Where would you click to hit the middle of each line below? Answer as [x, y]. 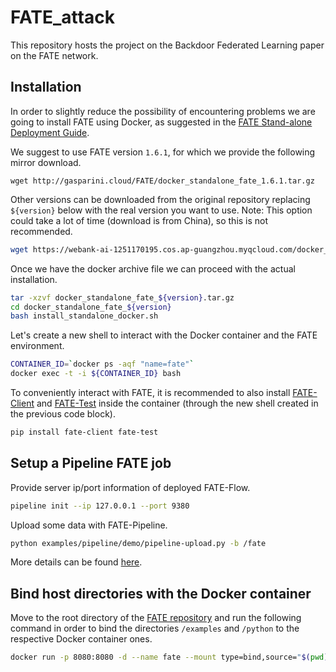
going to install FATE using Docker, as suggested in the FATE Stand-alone [161, 122]
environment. [37, 346]
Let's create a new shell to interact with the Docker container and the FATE [164, 335]
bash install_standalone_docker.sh [84, 316]
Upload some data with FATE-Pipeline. [89, 525]
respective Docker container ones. [81, 639]
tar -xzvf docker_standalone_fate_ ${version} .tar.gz [122, 297]
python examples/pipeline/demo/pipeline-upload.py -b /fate [138, 543]
